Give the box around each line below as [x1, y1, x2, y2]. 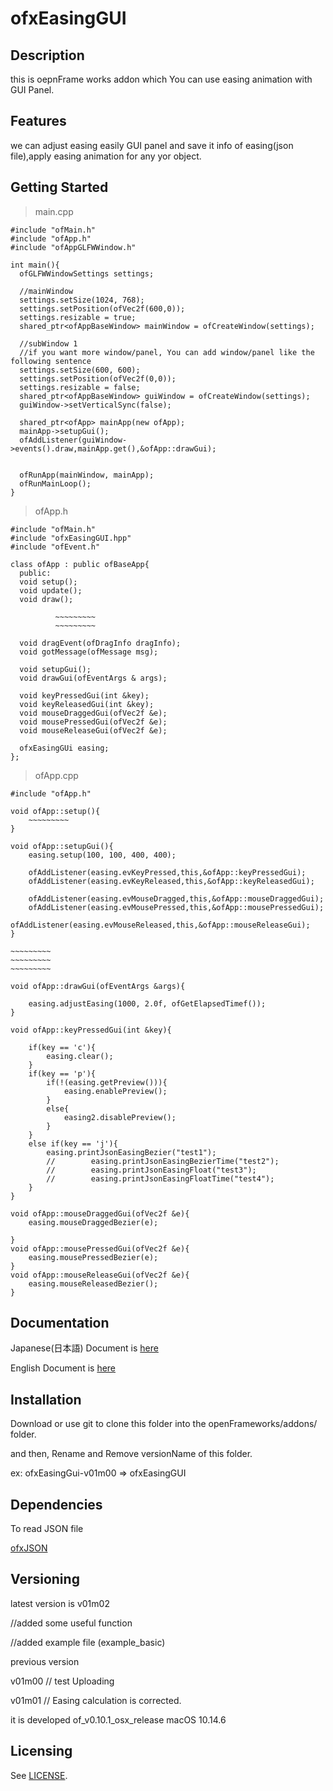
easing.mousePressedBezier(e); [28, 1252, 159, 1262]
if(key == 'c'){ [28, 1042, 97, 1052]
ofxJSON [10, 1542, 48, 1554]
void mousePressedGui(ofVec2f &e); [19, 717, 168, 727]
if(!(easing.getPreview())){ [46, 1077, 168, 1087]
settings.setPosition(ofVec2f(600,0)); [19, 303, 186, 314]
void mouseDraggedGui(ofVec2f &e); [19, 708, 168, 718]
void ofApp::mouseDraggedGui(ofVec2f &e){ [10, 1208, 190, 1219]
